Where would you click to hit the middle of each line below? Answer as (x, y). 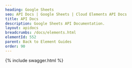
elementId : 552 (21, 37)
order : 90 (15, 46)
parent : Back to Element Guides (38, 42)
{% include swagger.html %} (34, 60)
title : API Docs (22, 19)
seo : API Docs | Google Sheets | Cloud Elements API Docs (66, 14)
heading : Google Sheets (30, 10)
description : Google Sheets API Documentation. (55, 23)
